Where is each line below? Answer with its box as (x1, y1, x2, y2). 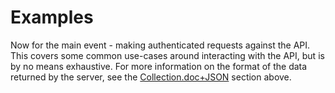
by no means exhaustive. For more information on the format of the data (10, 60, 308, 72)
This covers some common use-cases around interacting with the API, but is (10, 49, 325, 61)
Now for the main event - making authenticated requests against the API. (10, 39, 311, 51)
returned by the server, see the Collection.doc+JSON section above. (10, 71, 292, 83)
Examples (10, 6, 94, 29)
